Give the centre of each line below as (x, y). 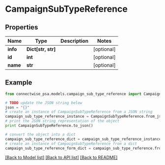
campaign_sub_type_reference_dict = (42, 139)
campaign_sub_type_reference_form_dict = (48, 148)
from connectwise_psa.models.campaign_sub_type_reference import (73, 94)
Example (19, 83)
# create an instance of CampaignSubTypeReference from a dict (71, 143)
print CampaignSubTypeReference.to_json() (49, 126)
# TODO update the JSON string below (44, 103)
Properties (22, 27)
